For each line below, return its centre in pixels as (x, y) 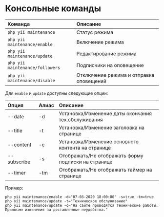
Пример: (14, 188)
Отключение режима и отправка (115, 75)
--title (15, 130)
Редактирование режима (106, 53)
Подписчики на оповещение (110, 65)
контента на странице (85, 148)
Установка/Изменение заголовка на (102, 128)
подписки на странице (86, 162)
